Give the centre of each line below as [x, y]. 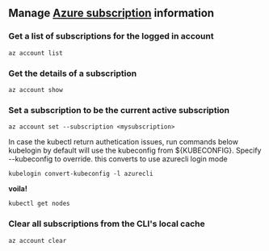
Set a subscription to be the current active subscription [119, 110]
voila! [18, 189]
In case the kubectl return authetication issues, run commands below [123, 142]
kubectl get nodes [39, 204]
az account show [36, 90]
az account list [36, 53]
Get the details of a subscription [73, 73]
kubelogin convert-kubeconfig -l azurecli [81, 174]
